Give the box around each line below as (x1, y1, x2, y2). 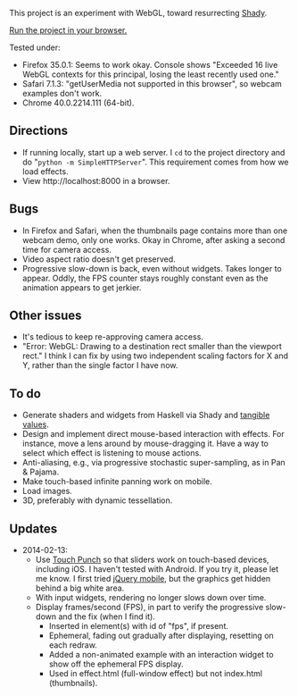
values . (21, 419, 49, 430)
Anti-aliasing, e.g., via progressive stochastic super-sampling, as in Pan (21, 457, 286, 468)
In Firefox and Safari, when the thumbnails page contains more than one (21, 225, 288, 236)
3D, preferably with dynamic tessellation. (21, 495, 173, 506)
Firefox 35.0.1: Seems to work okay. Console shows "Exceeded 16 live (21, 60, 278, 70)
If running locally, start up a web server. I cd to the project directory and (21, 147, 286, 157)
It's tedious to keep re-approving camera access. (21, 331, 203, 342)
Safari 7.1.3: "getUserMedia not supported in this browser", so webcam (21, 79, 283, 88)
